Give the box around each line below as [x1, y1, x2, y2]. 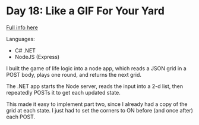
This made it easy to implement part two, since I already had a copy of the [6, 100, 188, 108]
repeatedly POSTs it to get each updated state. [6, 89, 121, 96]
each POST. [6, 113, 36, 120]
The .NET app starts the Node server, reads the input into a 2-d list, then [6, 82, 184, 90]
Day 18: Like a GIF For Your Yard [6, 4, 165, 18]
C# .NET [14, 46, 36, 54]
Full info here [6, 24, 39, 31]
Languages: [6, 35, 35, 42]
